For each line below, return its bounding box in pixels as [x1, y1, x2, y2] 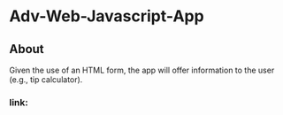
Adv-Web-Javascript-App [9, 6, 205, 27]
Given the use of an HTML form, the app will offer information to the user [9, 65, 275, 75]
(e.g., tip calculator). [9, 74, 83, 85]
